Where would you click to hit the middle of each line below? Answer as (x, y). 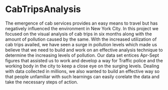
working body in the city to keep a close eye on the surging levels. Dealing (82, 66)
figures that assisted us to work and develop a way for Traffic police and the (84, 60)
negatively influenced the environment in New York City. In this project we (82, 28)
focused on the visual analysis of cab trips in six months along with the (79, 34)
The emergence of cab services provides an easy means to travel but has (81, 23)
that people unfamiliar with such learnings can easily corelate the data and (82, 76)
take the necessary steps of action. (42, 82)
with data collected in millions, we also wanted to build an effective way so (82, 71)
